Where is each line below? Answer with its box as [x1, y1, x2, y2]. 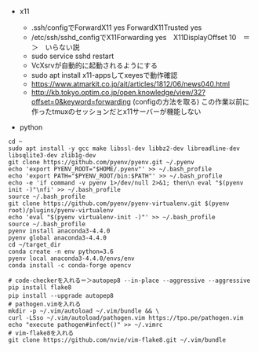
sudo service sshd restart [31, 51, 114, 60]
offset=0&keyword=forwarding [31, 97, 132, 106]
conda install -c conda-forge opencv [8, 262, 132, 269]
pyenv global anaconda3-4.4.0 [8, 234, 107, 242]
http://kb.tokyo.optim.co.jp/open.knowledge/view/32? [31, 88, 206, 97]
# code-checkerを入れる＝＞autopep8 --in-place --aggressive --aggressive [8, 277, 251, 284]
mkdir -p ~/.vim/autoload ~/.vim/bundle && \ [8, 307, 159, 315]
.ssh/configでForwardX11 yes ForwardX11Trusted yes [31, 23, 202, 32]
